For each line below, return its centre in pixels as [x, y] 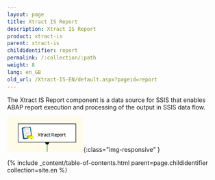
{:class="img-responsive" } [122, 149]
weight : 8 [21, 65]
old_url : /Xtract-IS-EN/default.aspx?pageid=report [82, 79]
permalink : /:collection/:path [52, 58]
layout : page [26, 14]
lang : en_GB [24, 72]
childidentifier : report [42, 51]
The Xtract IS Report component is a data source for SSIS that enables [106, 100]
